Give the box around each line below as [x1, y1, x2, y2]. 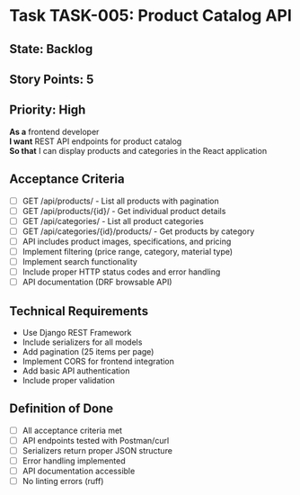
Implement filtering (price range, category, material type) [22, 246, 234, 256]
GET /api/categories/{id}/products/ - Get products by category [22, 226, 255, 237]
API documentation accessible [22, 465, 136, 477]
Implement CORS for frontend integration [22, 355, 175, 366]
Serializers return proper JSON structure [22, 445, 173, 455]
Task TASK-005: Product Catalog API [9, 5, 292, 26]
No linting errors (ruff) [22, 476, 104, 487]
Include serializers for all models [22, 337, 143, 347]
